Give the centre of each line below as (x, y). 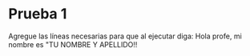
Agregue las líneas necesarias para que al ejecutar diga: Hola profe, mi (125, 36)
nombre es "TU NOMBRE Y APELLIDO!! (73, 44)
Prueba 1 (38, 14)
